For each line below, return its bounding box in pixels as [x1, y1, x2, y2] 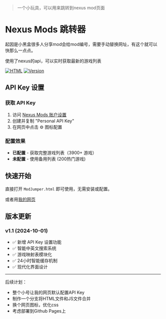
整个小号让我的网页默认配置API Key [12, 289, 85, 296]
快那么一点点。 [5, 47, 36, 53]
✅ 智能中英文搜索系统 [12, 245, 57, 251]
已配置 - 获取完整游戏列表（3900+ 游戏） [12, 149, 97, 155]
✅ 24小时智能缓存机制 [12, 258, 58, 264]
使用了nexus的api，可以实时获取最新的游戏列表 [5, 58, 102, 64]
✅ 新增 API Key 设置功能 [12, 239, 62, 245]
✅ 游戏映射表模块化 [12, 252, 52, 258]
